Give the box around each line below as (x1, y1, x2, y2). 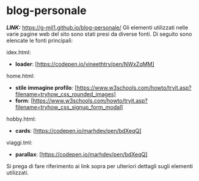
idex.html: (6, 48, 32, 55)
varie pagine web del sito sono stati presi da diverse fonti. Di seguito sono (6, 30, 192, 37)
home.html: (6, 72, 35, 79)
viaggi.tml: (6, 138, 32, 146)
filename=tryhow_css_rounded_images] (15, 90, 116, 98)
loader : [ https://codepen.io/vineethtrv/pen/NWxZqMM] (15, 60, 154, 68)
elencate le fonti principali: (6, 37, 73, 44)
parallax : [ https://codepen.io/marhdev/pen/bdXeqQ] (15, 151, 148, 158)
